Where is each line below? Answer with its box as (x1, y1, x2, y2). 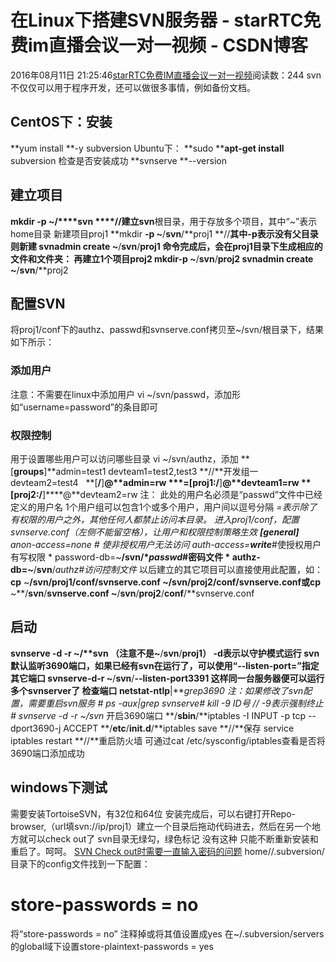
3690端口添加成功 (10, 747, 85, 759)
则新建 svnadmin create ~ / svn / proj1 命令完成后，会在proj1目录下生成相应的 (10, 240, 323, 252)
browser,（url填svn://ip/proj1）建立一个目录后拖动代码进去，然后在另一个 (10, 820, 313, 832)
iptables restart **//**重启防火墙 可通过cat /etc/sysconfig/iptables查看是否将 (10, 734, 326, 746)
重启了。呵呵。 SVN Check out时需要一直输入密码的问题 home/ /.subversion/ (10, 845, 325, 857)
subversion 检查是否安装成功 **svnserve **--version (10, 154, 227, 166)
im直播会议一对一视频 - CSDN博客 (28, 34, 309, 57)
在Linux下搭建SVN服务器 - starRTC (10, 9, 304, 32)
